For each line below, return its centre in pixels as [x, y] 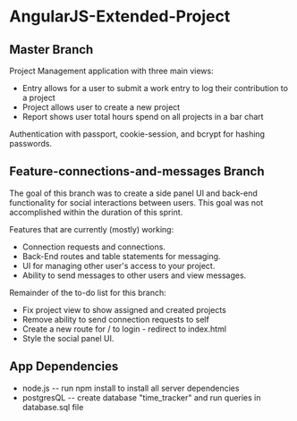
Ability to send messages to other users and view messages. [134, 275]
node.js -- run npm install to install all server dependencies [131, 388]
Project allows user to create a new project [101, 107]
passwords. [30, 143]
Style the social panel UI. [68, 338]
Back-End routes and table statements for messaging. [121, 256]
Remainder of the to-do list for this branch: [88, 292]
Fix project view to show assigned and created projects [124, 309]
